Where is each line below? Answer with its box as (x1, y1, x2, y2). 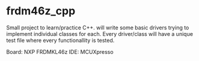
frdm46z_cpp (6, 4, 76, 18)
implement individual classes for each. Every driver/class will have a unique (6, 30, 194, 37)
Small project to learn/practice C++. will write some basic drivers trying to (6, 24, 189, 31)
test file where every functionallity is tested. (6, 36, 115, 44)
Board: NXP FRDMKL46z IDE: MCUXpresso (6, 48, 114, 55)
